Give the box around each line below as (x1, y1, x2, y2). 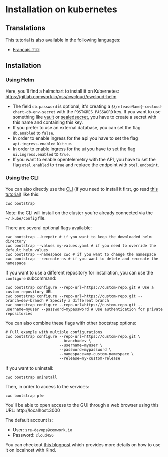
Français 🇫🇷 (12, 47, 40, 52)
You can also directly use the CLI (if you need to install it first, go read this (5, 186, 158, 192)
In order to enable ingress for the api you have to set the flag (12, 135, 138, 141)
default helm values (5, 247, 49, 252)
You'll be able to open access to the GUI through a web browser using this (5, 402, 159, 408)
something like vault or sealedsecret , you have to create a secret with (12, 114, 157, 120)
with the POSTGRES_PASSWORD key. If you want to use (56, 108, 161, 114)
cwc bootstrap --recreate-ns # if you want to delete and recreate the (5, 256, 158, 261)
